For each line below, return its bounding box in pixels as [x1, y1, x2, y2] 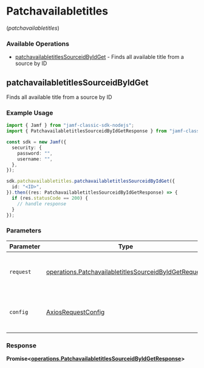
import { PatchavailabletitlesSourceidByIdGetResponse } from [6, 128, 167, 134]
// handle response [17, 200, 67, 207]
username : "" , [17, 156, 53, 162]
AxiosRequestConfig [46, 308, 105, 316]
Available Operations [6, 39, 70, 48]
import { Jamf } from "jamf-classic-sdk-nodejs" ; [6, 123, 135, 129]
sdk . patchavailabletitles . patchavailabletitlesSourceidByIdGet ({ [6, 178, 175, 185]
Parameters [6, 227, 41, 235]
